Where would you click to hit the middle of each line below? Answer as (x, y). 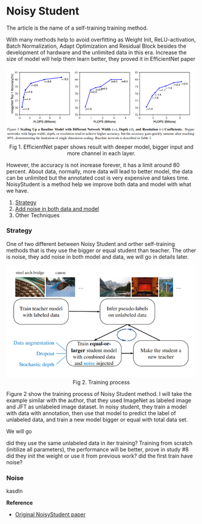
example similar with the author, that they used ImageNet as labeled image (99, 400)
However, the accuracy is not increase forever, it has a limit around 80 (93, 165)
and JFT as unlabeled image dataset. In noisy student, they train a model (96, 407)
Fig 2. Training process (101, 382)
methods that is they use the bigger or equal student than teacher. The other (101, 250)
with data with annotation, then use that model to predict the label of (91, 413)
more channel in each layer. (101, 153)
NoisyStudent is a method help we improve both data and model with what (99, 184)
